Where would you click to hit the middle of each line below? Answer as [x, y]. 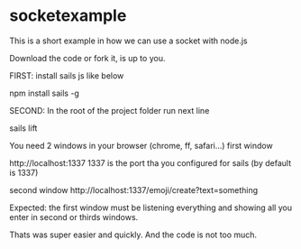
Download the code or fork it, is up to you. [87, 58]
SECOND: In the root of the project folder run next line [109, 110]
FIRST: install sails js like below [67, 75]
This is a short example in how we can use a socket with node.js [128, 41]
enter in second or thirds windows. [74, 217]
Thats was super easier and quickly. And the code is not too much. [133, 235]
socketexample [68, 16]
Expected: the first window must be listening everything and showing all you [151, 207]
